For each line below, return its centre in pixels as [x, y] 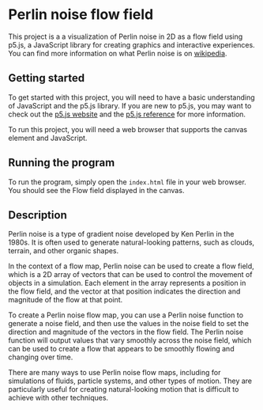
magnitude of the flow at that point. [66, 300]
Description [38, 215]
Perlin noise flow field [81, 15]
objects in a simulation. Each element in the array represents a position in [127, 283]
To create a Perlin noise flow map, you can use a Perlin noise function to [126, 315]
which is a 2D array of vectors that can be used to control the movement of [130, 275]
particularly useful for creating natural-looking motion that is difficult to [124, 389]
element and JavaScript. [48, 138]
